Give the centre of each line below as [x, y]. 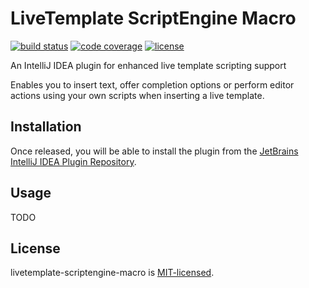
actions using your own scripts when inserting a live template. [137, 95]
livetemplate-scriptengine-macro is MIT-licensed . [112, 273]
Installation [46, 127]
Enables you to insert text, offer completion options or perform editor [152, 84]
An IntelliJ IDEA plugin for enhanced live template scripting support [148, 65]
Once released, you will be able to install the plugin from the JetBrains [154, 151]
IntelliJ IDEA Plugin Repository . [73, 161]
